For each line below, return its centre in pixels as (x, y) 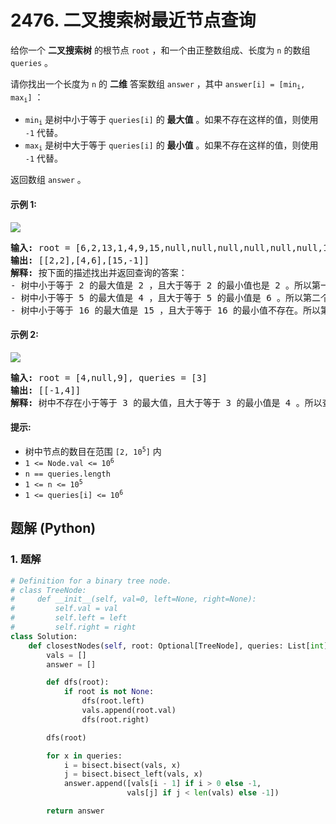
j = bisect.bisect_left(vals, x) (133, 774)
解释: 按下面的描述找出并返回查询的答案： (99, 272)
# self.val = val (64, 609)
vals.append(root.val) (129, 711)
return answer (75, 811)
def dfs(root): (78, 682)
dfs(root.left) (113, 701)
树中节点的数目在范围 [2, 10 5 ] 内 (93, 452)
